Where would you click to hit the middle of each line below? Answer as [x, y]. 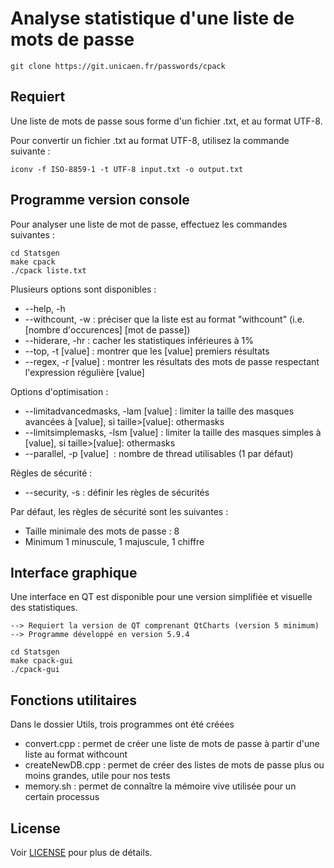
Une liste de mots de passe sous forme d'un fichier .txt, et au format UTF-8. [166, 121]
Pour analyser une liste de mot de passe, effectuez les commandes [149, 224]
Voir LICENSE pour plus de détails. [81, 852]
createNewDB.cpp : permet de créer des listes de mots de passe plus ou [174, 765]
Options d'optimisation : [59, 391]
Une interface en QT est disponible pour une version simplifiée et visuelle [161, 597]
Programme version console [100, 200]
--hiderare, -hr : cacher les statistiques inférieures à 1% [139, 340]
